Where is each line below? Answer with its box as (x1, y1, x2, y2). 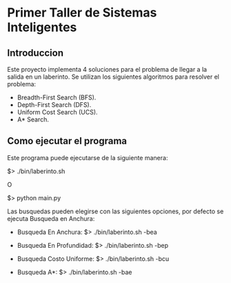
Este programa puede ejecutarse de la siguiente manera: (7, 153, 168, 162)
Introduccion (7, 47, 64, 59)
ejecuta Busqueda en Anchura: (7, 214, 95, 222)
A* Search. (17, 115, 50, 124)
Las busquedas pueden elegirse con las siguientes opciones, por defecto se (7, 207, 224, 215)
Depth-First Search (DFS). (17, 101, 92, 108)
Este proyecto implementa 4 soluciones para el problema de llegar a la (7, 66, 208, 73)
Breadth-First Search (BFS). (17, 93, 97, 101)
